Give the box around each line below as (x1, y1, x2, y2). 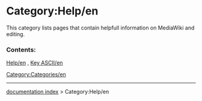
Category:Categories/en (6, 71, 66, 78)
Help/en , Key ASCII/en (6, 59, 63, 67)
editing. (6, 30, 25, 37)
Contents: (6, 45, 36, 54)
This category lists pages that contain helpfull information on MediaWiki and (6, 24, 195, 31)
